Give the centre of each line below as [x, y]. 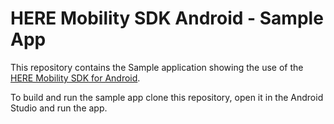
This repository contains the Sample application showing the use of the [157, 67]
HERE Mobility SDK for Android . [75, 78]
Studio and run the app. [59, 108]
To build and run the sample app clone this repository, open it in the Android [167, 97]
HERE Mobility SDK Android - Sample [167, 18]
